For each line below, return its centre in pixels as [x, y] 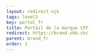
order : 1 [17, 44]
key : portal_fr [25, 22]
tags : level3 [22, 17]
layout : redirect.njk [33, 11]
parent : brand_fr [27, 38]
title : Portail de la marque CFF [47, 28]
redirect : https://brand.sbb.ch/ [47, 33]
